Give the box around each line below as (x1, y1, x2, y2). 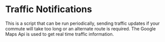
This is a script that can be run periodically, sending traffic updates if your (5, 20, 160, 26)
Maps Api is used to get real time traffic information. (5, 31, 114, 37)
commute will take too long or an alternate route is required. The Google (5, 25, 156, 31)
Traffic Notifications (5, 4, 92, 15)
